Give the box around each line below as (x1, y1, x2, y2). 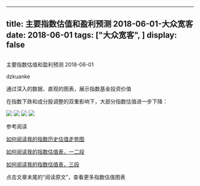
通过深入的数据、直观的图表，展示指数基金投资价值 (6, 85, 132, 92)
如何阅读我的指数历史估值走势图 (6, 135, 85, 142)
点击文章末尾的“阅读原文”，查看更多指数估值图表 (6, 173, 126, 181)
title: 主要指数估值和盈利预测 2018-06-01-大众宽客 (6, 19, 193, 29)
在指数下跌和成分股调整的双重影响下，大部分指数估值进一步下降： (6, 98, 168, 105)
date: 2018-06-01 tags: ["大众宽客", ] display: (6, 30, 177, 41)
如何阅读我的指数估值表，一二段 (6, 148, 85, 155)
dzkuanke (6, 73, 30, 80)
